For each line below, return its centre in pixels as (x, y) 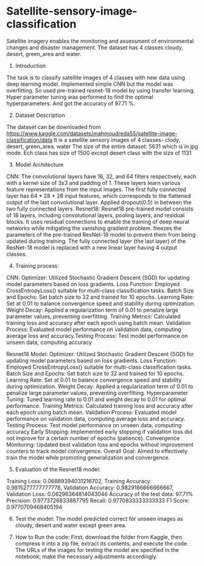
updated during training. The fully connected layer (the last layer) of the (96, 241)
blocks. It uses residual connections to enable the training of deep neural (98, 222)
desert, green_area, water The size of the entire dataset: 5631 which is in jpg (102, 146)
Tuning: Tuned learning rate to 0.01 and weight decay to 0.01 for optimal (96, 399)
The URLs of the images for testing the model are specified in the (97, 550)
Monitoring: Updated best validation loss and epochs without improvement (100, 444)
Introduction (30, 66)
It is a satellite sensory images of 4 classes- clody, (117, 140)
